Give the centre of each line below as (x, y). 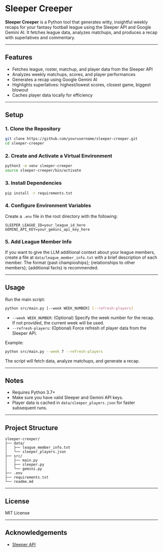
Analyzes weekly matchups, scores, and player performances (74, 74)
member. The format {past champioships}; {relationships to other (70, 263)
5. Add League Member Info (38, 242)
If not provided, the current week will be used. (58, 323)
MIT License (17, 513)
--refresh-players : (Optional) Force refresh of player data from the (79, 328)
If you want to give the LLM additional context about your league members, (80, 252)
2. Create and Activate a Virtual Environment (59, 156)
